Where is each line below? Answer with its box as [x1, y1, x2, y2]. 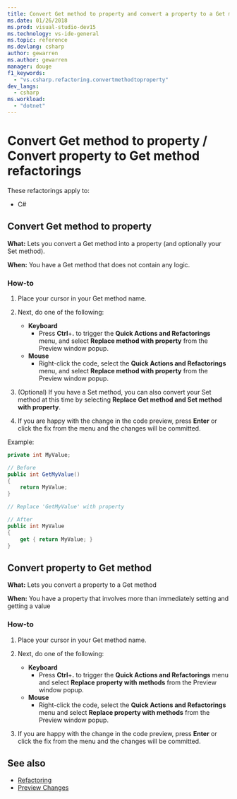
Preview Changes [17, 783, 69, 792]
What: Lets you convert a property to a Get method [7, 581, 157, 589]
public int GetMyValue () [7, 471, 80, 478]
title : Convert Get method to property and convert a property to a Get [7, 10, 226, 18]
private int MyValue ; [7, 451, 71, 458]
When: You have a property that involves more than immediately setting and [7, 595, 229, 603]
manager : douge [7, 63, 52, 70]
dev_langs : [7, 83, 39, 90]
